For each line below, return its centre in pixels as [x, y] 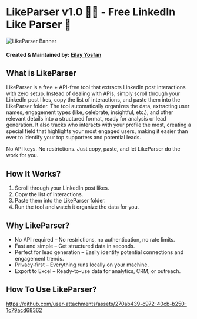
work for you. [22, 155]
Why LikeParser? [38, 225]
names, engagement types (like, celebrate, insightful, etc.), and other [90, 112]
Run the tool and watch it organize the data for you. [77, 207]
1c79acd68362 [24, 310]
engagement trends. [39, 258]
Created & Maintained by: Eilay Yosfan [54, 54]
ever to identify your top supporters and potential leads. [74, 138]
